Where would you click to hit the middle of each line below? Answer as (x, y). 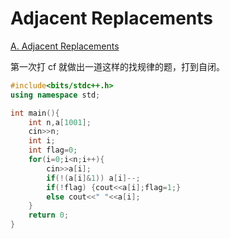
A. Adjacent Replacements (65, 46)
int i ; (42, 141)
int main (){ (35, 113)
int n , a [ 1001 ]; (60, 122)
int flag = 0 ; (53, 150)
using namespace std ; (55, 95)
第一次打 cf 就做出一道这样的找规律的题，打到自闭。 (118, 66)
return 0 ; (49, 215)
